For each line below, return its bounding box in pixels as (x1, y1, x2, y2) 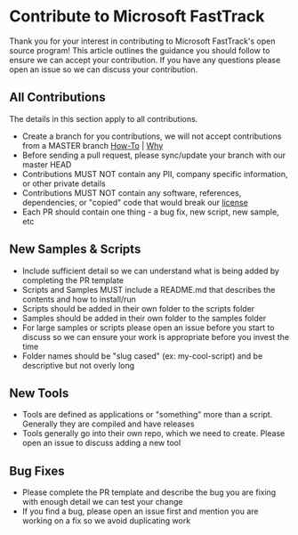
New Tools (9, 385, 69, 401)
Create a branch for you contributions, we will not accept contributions (21, 131, 282, 142)
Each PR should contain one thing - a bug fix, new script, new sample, (21, 207, 279, 217)
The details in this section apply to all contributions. (9, 113, 198, 124)
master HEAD (21, 158, 72, 170)
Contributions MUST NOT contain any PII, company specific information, (21, 168, 288, 179)
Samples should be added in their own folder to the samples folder (21, 312, 267, 323)
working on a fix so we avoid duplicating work (21, 515, 191, 526)
